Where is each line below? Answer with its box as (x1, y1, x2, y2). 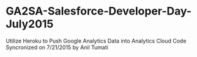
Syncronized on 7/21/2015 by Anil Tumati (6, 44, 108, 51)
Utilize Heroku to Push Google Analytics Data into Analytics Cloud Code (6, 37, 187, 44)
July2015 (6, 17, 54, 31)
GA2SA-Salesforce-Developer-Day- (6, 4, 192, 18)
